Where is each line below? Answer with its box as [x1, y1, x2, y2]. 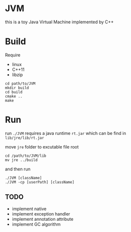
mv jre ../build [5, 157, 38, 163]
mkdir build [5, 85, 29, 90]
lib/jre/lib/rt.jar [5, 135, 44, 140]
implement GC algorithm [12, 221, 61, 227]
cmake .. [5, 94, 23, 99]
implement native [12, 206, 47, 212]
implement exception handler [12, 211, 71, 216]
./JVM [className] [5, 175, 42, 180]
